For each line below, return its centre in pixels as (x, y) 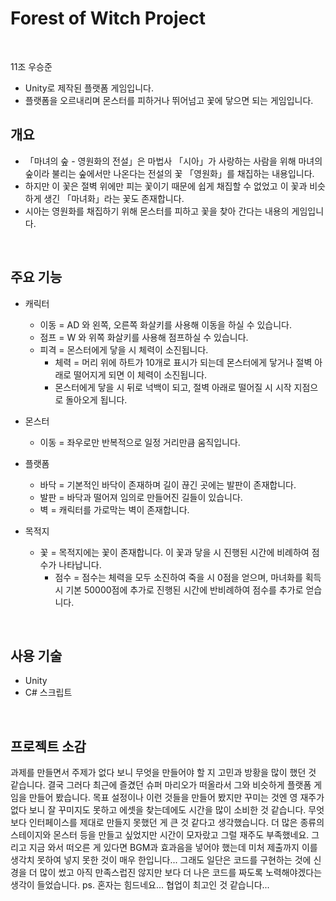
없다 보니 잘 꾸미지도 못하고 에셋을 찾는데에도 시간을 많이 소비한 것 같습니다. (158, 810)
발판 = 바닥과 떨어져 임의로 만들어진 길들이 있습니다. (141, 497)
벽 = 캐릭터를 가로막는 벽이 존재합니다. (114, 509)
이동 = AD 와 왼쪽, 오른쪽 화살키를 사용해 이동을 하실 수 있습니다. (165, 324)
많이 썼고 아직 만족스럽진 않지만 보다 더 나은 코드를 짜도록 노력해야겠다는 (181, 873)
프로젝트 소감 (48, 746)
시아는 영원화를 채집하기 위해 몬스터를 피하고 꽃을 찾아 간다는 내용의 (157, 211)
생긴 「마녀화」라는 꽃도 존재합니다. (114, 198)
